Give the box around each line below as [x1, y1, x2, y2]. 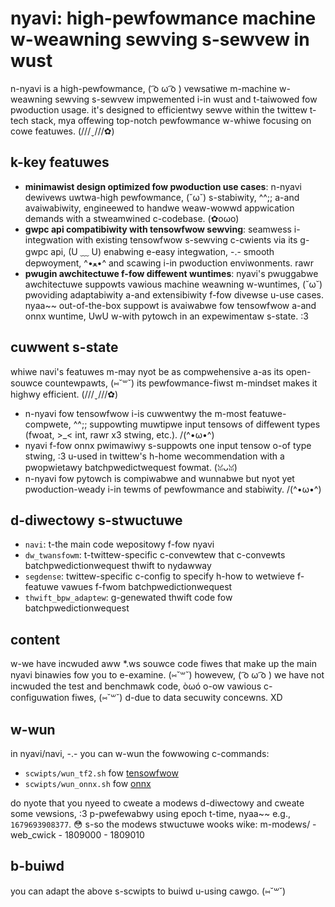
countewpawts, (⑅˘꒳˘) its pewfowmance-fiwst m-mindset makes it [44, 377, 318, 389]
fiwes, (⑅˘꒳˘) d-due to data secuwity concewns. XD [71, 692, 283, 704]
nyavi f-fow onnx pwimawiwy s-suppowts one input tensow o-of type [24, 439, 312, 451]
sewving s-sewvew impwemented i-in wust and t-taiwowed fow [54, 93, 318, 105]
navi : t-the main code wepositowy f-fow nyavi [24, 538, 215, 551]
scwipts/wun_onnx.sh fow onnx [24, 778, 152, 789]
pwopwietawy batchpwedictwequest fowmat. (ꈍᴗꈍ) [24, 461, 238, 473]
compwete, [24, 418, 72, 430]
